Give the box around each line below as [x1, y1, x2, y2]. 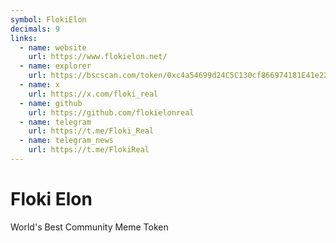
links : [10, 33, 38, 43]
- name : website [19, 42, 87, 53]
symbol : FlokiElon [10, 14, 87, 25]
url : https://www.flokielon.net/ [28, 52, 168, 62]
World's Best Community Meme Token [10, 221, 169, 233]
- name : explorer [19, 61, 92, 71]
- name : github [19, 98, 83, 108]
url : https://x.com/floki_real [28, 89, 159, 99]
